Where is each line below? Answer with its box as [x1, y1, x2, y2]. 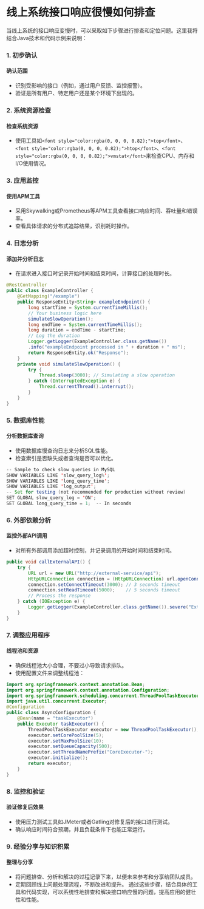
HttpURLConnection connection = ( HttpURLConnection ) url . [28, 576, 178, 582]
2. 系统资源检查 [6, 106, 52, 114]
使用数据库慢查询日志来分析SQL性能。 [15, 447, 111, 454]
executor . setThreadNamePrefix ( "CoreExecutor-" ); [28, 749, 154, 755]
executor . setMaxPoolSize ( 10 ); [28, 738, 104, 744]
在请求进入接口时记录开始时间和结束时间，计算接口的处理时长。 [15, 270, 175, 277]
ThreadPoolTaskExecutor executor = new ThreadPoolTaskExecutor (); [28, 726, 200, 732]
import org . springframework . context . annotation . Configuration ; [6, 687, 170, 693]
